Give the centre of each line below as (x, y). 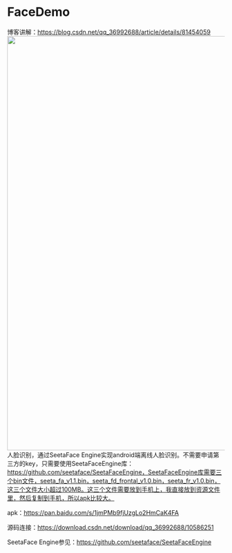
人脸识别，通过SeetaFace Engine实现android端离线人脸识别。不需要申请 (110, 455)
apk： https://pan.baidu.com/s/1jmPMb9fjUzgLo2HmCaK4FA (93, 512)
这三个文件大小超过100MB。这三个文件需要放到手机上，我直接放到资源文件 (114, 489)
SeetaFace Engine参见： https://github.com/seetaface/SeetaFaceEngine (109, 542)
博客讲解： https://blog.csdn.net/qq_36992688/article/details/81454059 (109, 32)
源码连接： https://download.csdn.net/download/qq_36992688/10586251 (110, 527)
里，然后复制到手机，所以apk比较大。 (61, 498)
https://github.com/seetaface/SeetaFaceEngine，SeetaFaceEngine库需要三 (115, 472)
